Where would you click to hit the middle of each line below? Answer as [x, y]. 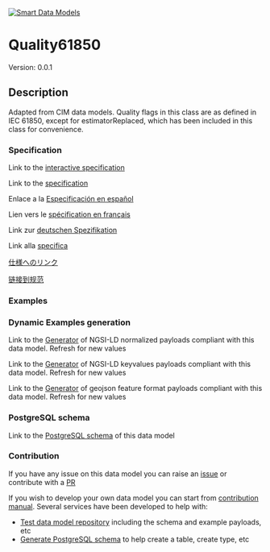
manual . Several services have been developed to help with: [108, 506]
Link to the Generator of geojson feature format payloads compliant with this [135, 388]
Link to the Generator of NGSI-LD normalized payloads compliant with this [131, 340]
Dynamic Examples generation [70, 322]
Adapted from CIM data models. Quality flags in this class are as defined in [133, 112]
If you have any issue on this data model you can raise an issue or [118, 473]
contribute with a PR [42, 482]
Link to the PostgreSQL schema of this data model [92, 435]
